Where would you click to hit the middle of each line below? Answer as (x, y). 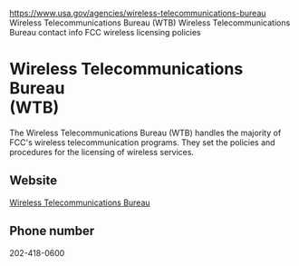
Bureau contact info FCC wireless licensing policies (105, 32)
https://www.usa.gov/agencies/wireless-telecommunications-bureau (138, 13)
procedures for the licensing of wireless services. (102, 152)
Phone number (52, 231)
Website (33, 181)
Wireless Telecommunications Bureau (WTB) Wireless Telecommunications (150, 23)
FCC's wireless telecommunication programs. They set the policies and (142, 142)
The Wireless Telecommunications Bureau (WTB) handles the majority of (145, 133)
